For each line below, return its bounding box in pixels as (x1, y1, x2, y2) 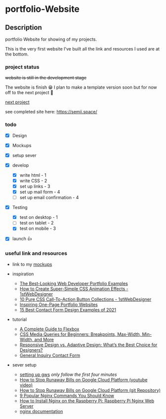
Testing (12, 205, 28, 210)
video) (19, 382, 33, 388)
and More (34, 336, 54, 342)
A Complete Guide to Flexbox (19, 326, 80, 332)
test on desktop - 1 (19, 214, 58, 220)
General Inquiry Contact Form (19, 352, 81, 358)
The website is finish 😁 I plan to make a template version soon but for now (5, 84, 157, 90)
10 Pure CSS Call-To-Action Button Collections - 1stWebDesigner (19, 296, 152, 302)
